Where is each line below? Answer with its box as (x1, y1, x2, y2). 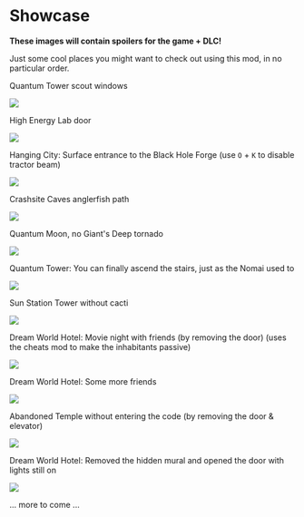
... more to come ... (9, 499, 80, 510)
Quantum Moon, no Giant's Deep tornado (9, 228, 163, 239)
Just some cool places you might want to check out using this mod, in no (9, 53, 283, 63)
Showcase (9, 5, 91, 26)
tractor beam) (9, 159, 61, 170)
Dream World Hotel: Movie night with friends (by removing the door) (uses (9, 332, 288, 343)
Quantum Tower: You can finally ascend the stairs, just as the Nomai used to (9, 262, 295, 273)
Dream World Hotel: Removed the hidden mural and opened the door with (9, 454, 284, 465)
